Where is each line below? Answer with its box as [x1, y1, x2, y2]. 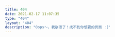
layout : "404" [5, 20, 34, 25]
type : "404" [5, 16, 29, 21]
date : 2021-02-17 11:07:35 [5, 12, 60, 16]
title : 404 [5, 7, 27, 12]
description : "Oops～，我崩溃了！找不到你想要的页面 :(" [5, 25, 111, 30]
